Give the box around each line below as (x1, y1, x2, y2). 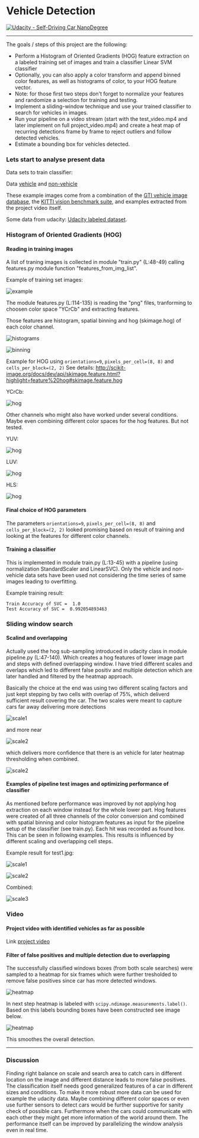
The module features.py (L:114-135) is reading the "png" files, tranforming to (6, 299, 192, 307)
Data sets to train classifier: (6, 169, 73, 176)
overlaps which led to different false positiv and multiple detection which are (6, 666, 192, 674)
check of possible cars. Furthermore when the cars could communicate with (6, 1107, 192, 1114)
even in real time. (6, 1126, 49, 1133)
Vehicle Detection (6, 4, 96, 18)
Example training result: (6, 589, 64, 597)
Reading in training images (6, 245, 73, 253)
